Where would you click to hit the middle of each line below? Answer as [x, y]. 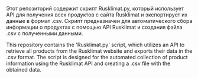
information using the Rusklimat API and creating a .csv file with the [88, 63]
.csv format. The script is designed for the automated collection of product [97, 57]
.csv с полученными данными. [45, 33]
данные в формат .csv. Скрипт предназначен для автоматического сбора [99, 21]
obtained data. [24, 69]
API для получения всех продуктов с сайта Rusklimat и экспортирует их [97, 15]
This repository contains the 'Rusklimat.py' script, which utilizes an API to [95, 45]
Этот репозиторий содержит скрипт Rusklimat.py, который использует [95, 9]
